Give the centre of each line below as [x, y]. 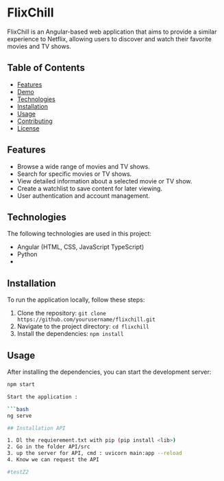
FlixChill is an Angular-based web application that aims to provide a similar [112, 32]
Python [27, 254]
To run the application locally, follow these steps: [76, 300]
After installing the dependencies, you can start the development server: [109, 372]
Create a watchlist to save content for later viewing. [90, 188]
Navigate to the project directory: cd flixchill [83, 326]
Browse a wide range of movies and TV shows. [84, 166]
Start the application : [42, 396]
